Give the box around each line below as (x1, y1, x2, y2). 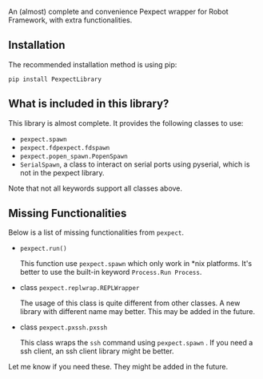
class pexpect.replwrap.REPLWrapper (19, 283, 140, 292)
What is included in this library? (8, 97, 169, 111)
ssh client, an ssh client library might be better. (19, 346, 174, 356)
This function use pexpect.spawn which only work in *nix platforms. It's (19, 259, 253, 268)
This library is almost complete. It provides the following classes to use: (8, 118, 244, 127)
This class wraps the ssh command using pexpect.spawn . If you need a (19, 338, 253, 348)
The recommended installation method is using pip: (8, 59, 177, 69)
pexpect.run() (19, 244, 67, 253)
